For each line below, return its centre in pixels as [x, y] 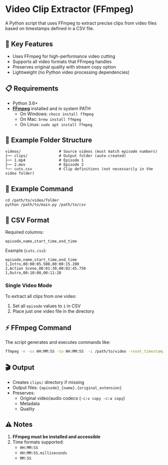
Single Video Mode [29, 285]
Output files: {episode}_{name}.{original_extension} [67, 387]
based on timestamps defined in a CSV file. [50, 28]
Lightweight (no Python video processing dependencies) [71, 72]
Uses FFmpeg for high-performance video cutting [64, 56]
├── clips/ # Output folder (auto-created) [66, 156]
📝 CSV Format [27, 220]
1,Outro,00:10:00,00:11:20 [33, 273]
